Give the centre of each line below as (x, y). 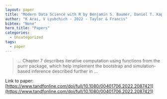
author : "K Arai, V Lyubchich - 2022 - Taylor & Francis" (66, 19)
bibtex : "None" (21, 24)
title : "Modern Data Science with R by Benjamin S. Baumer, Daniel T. (80, 14)
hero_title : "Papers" (28, 28)
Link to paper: (19, 81)
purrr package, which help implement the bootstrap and (75, 66)
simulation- (145, 66)
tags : (11, 42)
